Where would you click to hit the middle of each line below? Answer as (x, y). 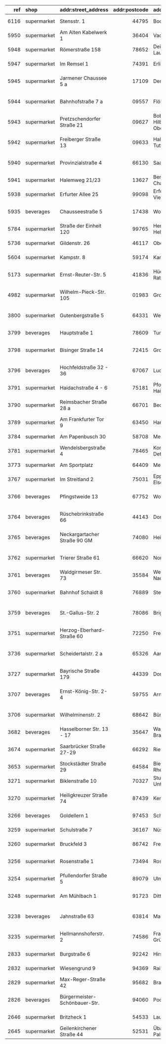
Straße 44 (71, 1034)
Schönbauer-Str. (80, 1003)
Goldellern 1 (74, 816)
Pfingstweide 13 (79, 497)
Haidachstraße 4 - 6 (84, 388)
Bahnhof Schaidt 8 (82, 592)
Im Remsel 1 (74, 64)
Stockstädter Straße (83, 764)
